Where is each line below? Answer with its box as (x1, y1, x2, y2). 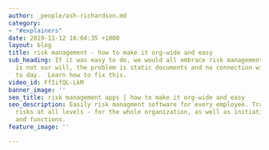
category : (8, 19, 42, 27)
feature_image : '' (8, 123, 70, 131)
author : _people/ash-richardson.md (8, 11, 127, 20)
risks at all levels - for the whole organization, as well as (15, 109, 231, 116)
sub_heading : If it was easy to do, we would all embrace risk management (8, 57, 263, 65)
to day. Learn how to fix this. (15, 71, 127, 79)
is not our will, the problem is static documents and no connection (15, 64, 252, 72)
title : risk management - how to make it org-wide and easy (8, 49, 214, 57)
